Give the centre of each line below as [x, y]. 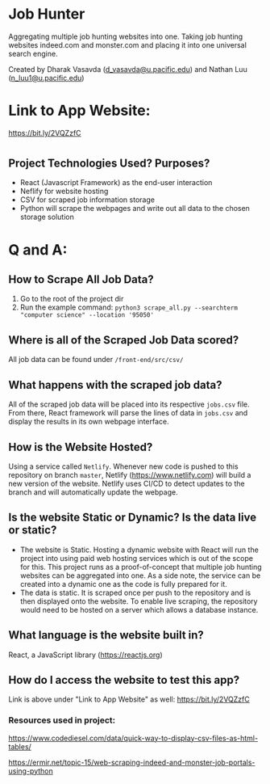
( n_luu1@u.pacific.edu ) [46, 78]
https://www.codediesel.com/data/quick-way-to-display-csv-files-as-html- [133, 738]
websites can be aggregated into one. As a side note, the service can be [140, 575]
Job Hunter [47, 14]
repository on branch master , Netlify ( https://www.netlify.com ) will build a [130, 474]
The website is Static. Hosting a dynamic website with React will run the [139, 550]
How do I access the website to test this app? [124, 680]
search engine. [33, 53]
